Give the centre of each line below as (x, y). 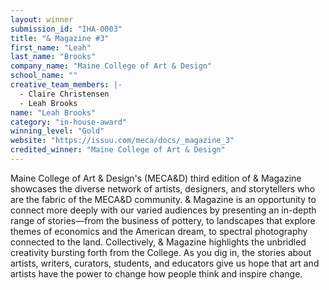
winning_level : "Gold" (57, 131)
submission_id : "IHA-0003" (66, 29)
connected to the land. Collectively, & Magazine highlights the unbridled (158, 242)
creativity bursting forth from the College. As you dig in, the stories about (161, 252)
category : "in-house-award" (69, 122)
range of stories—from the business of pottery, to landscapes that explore (163, 220)
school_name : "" (44, 76)
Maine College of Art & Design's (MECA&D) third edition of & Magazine (156, 178)
